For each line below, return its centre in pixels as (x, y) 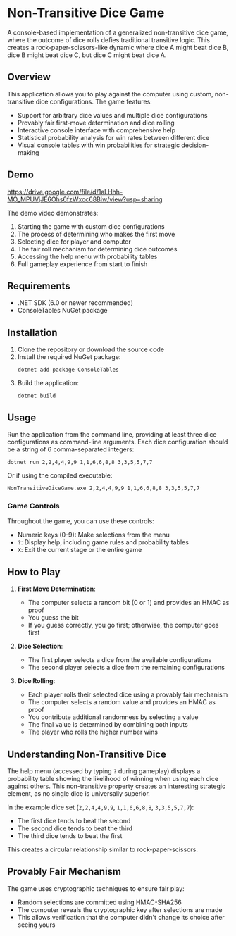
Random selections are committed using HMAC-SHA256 (99, 902)
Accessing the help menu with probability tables (87, 256)
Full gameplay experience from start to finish (82, 264)
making (28, 152)
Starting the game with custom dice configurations (91, 226)
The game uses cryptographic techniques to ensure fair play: (96, 888)
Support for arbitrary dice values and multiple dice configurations (112, 115)
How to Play (34, 572)
